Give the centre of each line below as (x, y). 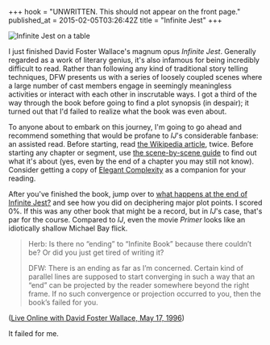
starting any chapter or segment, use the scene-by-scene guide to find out (133, 153)
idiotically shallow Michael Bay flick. (68, 228)
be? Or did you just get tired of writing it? (96, 252)
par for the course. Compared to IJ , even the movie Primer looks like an (127, 220)
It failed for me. (33, 333)
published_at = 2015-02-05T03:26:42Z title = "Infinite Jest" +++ (115, 20)
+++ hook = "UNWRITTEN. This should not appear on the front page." (125, 12)
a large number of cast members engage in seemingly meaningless (120, 85)
